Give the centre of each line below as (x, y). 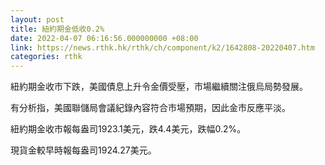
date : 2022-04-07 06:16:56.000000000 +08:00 (104, 38)
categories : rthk (46, 57)
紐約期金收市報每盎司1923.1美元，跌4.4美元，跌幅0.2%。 (128, 129)
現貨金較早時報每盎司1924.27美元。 (83, 150)
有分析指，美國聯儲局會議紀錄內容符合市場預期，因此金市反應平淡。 (150, 108)
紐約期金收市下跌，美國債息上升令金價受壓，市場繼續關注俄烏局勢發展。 (159, 87)
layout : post (37, 19)
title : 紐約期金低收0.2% (57, 29)
